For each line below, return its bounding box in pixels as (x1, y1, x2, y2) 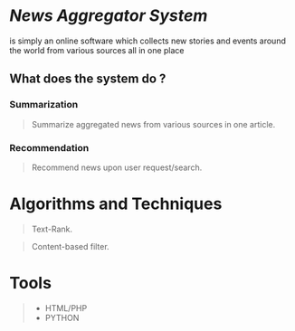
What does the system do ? (9, 71, 167, 87)
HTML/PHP (44, 302, 88, 313)
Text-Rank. (31, 223, 73, 234)
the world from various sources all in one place (9, 44, 185, 55)
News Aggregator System (9, 5, 208, 26)
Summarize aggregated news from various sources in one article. (31, 118, 276, 129)
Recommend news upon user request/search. (31, 162, 203, 173)
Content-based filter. (31, 241, 110, 251)
